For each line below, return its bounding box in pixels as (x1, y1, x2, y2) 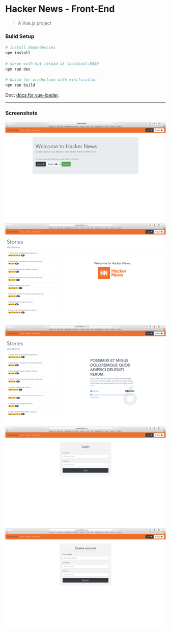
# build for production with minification (5, 77, 97, 82)
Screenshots (5, 109, 38, 117)
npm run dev (5, 66, 31, 72)
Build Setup (5, 33, 35, 40)
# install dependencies (5, 45, 56, 50)
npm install (5, 51, 31, 56)
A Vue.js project (17, 20, 52, 26)
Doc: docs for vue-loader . (5, 92, 60, 98)
